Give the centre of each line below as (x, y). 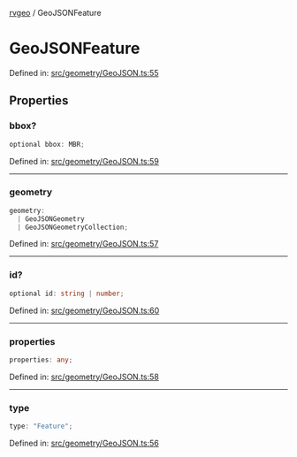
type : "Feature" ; (41, 427)
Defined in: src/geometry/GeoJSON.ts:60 (84, 310)
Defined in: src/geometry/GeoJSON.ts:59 (84, 161)
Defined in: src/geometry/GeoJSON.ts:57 (84, 244)
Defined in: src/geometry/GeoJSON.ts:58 (84, 377)
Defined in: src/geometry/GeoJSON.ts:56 (84, 443)
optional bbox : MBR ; (47, 144)
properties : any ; (41, 360)
